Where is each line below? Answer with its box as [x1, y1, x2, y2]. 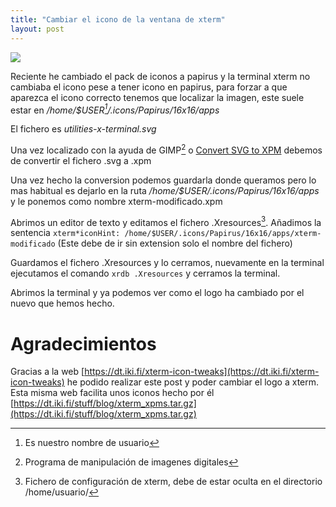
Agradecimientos [10, 332, 157, 355]
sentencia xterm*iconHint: [10, 227, 121, 239]
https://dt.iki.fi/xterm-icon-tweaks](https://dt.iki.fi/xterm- [84, 366, 320, 378]
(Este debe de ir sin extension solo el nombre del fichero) [57, 237, 293, 250]
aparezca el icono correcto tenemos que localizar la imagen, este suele [10, 91, 305, 103]
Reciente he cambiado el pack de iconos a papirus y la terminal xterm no [10, 70, 311, 82]
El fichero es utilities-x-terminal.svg [10, 123, 157, 135]
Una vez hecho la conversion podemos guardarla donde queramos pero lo [10, 174, 317, 186]
